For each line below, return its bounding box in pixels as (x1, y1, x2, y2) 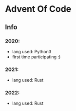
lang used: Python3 (12, 48, 52, 54)
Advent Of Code (5, 3, 72, 15)
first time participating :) (12, 54, 61, 60)
